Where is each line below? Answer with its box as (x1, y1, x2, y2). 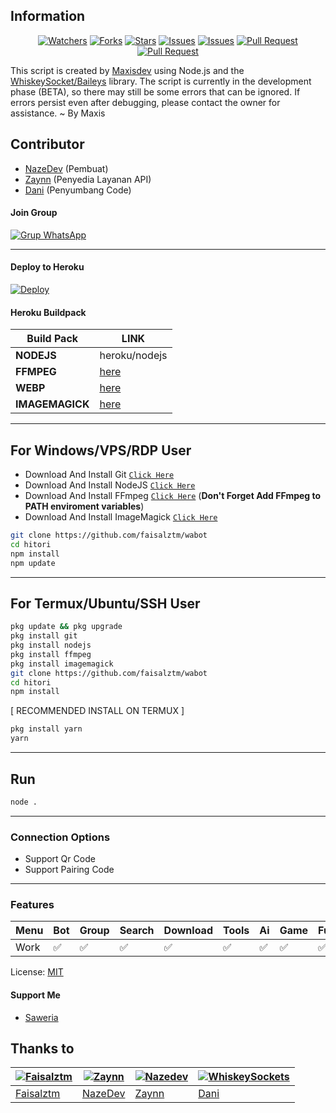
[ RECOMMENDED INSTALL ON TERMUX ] (10, 705, 185, 717)
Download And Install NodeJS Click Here (24, 479, 196, 491)
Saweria (24, 1011, 59, 1023)
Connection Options (10, 830, 111, 844)
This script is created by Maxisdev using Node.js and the (10, 64, 245, 76)
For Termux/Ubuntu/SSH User (10, 595, 201, 612)
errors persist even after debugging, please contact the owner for (10, 96, 281, 108)
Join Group (10, 207, 58, 219)
